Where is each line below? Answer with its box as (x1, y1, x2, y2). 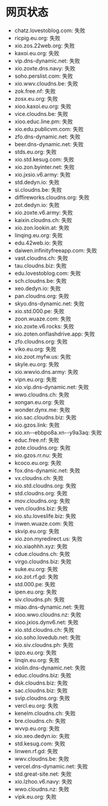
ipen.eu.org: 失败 (14, 588, 57, 595)
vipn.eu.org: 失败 (14, 376, 57, 383)
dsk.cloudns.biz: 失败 (14, 679, 68, 686)
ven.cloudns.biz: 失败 (14, 504, 68, 512)
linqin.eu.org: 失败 (14, 656, 60, 663)
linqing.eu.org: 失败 (14, 231, 63, 239)
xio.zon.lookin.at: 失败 (14, 224, 70, 231)
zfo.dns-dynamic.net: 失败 (14, 133, 81, 140)
